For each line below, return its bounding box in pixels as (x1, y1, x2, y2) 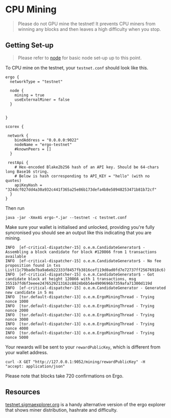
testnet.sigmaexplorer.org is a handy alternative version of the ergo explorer (5, 401, 166, 407)
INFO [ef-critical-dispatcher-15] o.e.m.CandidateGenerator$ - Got (5, 271, 155, 277)
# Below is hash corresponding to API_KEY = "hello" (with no (14, 173, 150, 178)
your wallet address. (5, 349, 49, 355)
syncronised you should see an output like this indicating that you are (5, 229, 152, 235)
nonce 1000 (5, 299, 29, 304)
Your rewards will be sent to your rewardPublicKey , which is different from (5, 343, 161, 350)
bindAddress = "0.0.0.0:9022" (14, 137, 79, 142)
